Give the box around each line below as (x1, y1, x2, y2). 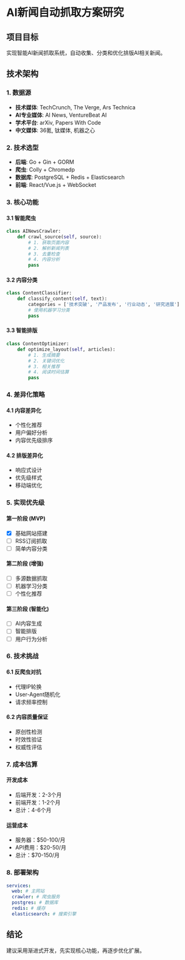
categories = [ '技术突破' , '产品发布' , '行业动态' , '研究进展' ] (28, 302, 180, 308)
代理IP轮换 (15, 683, 42, 690)
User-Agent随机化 (15, 691, 61, 698)
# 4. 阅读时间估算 (28, 369, 69, 376)
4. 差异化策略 (6, 390, 46, 399)
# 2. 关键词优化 (28, 358, 65, 364)
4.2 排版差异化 (6, 451, 43, 459)
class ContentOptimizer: (6, 341, 69, 347)
